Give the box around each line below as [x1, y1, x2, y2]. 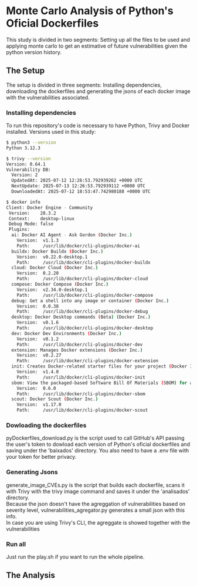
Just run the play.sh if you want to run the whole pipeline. [6, 553, 145, 560]
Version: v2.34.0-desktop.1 [16, 287, 88, 293]
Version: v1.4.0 [16, 369, 59, 375]
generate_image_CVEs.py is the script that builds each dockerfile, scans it [6, 481, 185, 488]
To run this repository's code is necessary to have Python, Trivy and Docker [6, 122, 190, 129]
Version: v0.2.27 [16, 352, 62, 359]
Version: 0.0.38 [16, 303, 59, 309]
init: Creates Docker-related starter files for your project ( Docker [11, 363, 188, 369]
